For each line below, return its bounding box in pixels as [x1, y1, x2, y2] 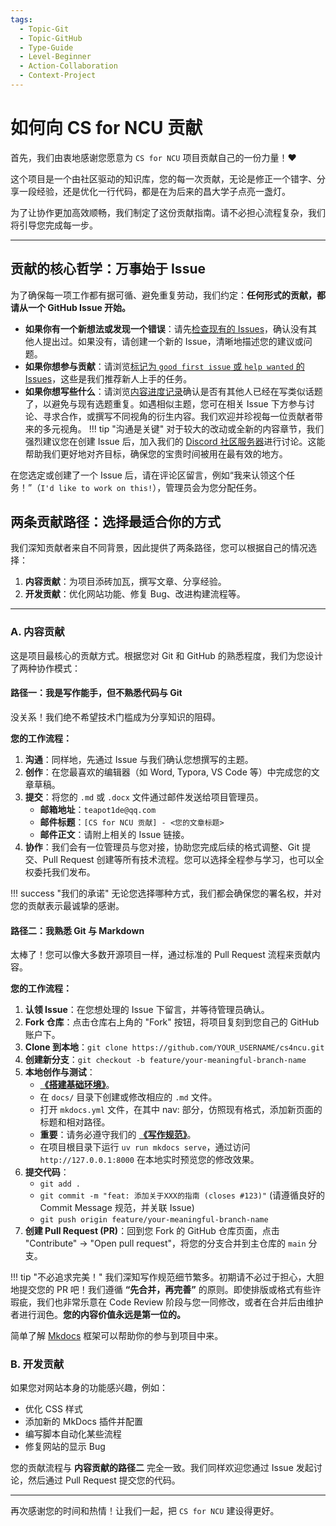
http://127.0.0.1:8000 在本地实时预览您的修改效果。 [39, 1154, 260, 1166]
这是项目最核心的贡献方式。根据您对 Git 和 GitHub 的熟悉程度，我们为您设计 [10, 649, 323, 661]
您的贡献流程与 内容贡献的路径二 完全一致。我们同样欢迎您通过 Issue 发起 [10, 1462, 314, 1474]
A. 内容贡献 [10, 625, 65, 639]
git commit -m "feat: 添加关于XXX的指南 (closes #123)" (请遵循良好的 [39, 1189, 326, 1201]
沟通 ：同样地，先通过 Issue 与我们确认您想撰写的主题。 [24, 753, 254, 765]
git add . [39, 1179, 82, 1190]
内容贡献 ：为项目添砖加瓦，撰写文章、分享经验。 [24, 576, 227, 588]
